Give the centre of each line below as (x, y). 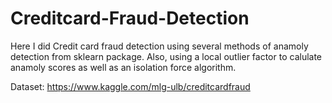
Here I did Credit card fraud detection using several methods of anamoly (159, 46)
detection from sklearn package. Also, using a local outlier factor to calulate (166, 56)
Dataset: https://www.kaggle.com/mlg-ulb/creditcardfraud (130, 86)
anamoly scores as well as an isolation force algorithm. (123, 67)
